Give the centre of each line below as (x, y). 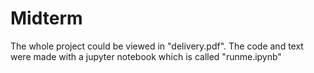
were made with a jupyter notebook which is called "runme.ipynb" (146, 56)
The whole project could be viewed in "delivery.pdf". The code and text (157, 46)
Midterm (46, 18)
